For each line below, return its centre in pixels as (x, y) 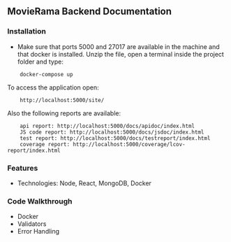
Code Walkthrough (40, 201)
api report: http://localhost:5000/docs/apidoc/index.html (107, 126)
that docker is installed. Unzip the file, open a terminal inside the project (121, 54)
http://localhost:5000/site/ (62, 100)
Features (23, 168)
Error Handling (38, 232)
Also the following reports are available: (64, 113)
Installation (27, 31)
